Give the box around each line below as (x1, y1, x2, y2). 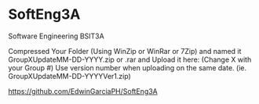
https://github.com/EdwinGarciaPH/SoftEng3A (8, 86, 159, 95)
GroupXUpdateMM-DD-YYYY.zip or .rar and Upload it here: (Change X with (8, 55, 252, 64)
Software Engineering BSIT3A (8, 31, 104, 41)
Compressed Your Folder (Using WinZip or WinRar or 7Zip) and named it (8, 46, 242, 56)
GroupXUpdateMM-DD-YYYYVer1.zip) (8, 71, 131, 81)
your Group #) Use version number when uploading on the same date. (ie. (8, 63, 247, 72)
